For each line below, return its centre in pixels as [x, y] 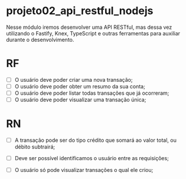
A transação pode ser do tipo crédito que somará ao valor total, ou [96, 140]
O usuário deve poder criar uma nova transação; [74, 79]
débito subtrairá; [35, 147]
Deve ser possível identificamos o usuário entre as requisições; [92, 158]
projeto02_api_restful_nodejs [80, 11]
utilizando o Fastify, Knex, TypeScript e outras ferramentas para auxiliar [93, 33]
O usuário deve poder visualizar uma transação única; [80, 100]
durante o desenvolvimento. [40, 39]
